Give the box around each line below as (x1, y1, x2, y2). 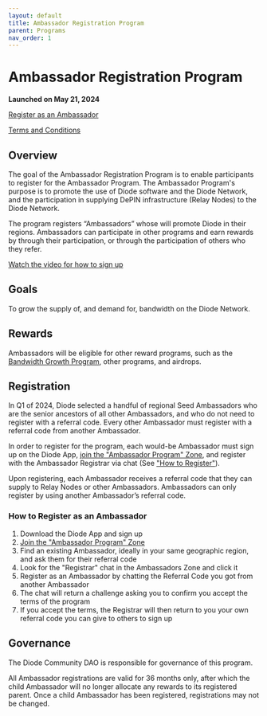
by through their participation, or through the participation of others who (8, 236, 245, 245)
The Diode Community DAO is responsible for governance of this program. (8, 658, 253, 667)
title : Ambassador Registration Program (8, 19, 145, 27)
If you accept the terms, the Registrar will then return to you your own (19, 604, 249, 614)
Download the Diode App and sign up (19, 529, 143, 538)
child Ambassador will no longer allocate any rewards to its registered (8, 682, 238, 691)
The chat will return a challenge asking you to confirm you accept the (19, 588, 249, 597)
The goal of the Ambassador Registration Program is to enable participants (8, 170, 254, 179)
